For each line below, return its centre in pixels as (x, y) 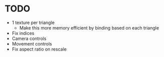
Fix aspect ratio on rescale (39, 49)
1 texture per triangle (33, 22)
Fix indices (23, 33)
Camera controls (29, 38)
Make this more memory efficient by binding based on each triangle (89, 27)
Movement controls (32, 43)
